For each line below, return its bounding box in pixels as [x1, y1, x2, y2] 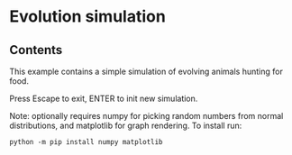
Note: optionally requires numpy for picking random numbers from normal [9, 111, 284, 121]
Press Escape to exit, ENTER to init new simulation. [9, 93, 198, 104]
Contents [9, 42, 63, 58]
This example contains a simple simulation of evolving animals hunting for [9, 66, 284, 77]
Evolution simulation [9, 6, 167, 27]
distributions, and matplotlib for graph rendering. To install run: [9, 120, 242, 131]
